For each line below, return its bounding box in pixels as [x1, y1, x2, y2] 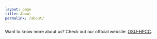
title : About [5, 11, 31, 16]
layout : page [5, 7, 31, 12]
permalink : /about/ [5, 16, 45, 20]
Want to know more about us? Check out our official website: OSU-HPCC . [5, 29, 153, 35]
